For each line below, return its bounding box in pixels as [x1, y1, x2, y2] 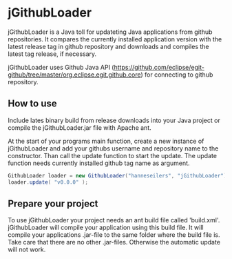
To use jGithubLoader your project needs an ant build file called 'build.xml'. [8, 216, 220, 224]
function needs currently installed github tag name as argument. [8, 159, 190, 167]
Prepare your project [8, 198, 98, 209]
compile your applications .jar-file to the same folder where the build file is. [8, 231, 220, 239]
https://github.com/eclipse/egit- [114, 63, 205, 71]
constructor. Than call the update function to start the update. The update [8, 151, 218, 160]
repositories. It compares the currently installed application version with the [8, 35, 222, 43]
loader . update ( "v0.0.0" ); [8, 178, 89, 186]
